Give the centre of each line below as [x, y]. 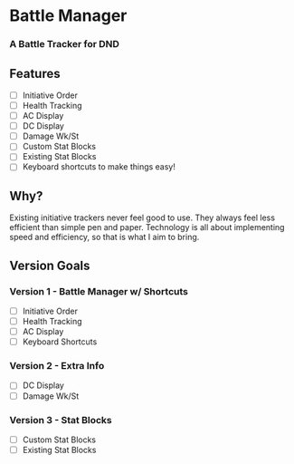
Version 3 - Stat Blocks [61, 420]
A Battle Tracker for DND [65, 44]
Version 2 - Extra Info [57, 366]
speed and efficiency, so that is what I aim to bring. [104, 237]
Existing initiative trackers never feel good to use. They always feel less [142, 217]
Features [35, 73]
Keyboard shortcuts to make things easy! [99, 167]
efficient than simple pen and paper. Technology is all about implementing [147, 227]
